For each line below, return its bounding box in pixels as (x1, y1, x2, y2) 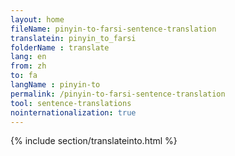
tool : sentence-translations (10, 98, 132, 108)
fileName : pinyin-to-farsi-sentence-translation (10, 24, 217, 34)
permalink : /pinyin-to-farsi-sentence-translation (10, 89, 226, 99)
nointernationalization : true (10, 107, 137, 118)
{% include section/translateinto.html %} (10, 135, 178, 147)
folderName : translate (10, 42, 110, 53)
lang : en (10, 52, 47, 62)
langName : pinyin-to (10, 80, 101, 90)
